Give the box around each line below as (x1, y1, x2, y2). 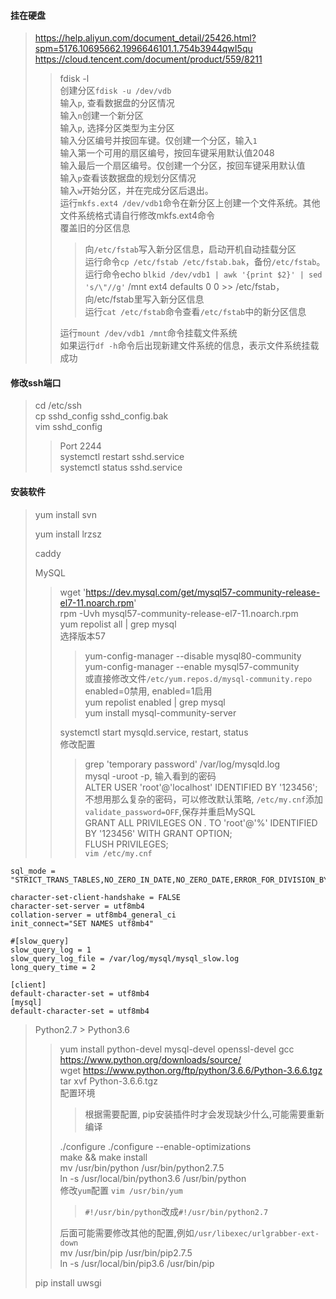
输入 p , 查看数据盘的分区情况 (59, 97, 175, 109)
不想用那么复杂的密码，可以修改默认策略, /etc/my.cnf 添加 (84, 793, 324, 805)
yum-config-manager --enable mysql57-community (84, 660, 300, 672)
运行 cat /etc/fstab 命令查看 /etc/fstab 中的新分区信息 (84, 306, 307, 318)
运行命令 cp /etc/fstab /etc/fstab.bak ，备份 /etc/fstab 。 (84, 256, 326, 268)
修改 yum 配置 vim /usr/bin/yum (59, 1184, 183, 1196)
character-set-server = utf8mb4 (10, 901, 145, 911)
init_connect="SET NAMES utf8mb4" (10, 918, 155, 929)
